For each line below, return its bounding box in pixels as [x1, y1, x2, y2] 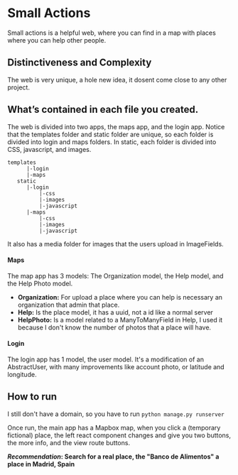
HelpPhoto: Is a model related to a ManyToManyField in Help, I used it [17, 315, 223, 324]
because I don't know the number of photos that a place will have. [17, 323, 212, 332]
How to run [7, 391, 58, 403]
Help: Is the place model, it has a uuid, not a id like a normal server [17, 307, 213, 317]
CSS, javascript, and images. [7, 145, 92, 153]
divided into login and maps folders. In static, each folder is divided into [7, 137, 217, 146]
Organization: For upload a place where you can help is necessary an [17, 293, 222, 301]
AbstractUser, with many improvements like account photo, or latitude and [7, 362, 225, 371]
